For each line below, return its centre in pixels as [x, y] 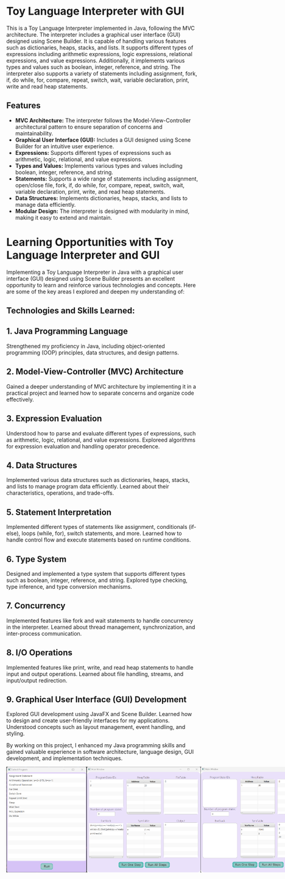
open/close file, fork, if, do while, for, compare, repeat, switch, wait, [100, 185]
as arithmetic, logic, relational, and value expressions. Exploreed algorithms [101, 440]
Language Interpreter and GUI [83, 255]
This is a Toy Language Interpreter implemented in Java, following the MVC [100, 28]
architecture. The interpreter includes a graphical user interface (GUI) [93, 34]
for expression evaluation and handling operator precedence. [83, 446]
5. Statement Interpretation [59, 512]
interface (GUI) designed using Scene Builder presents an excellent [91, 278]
